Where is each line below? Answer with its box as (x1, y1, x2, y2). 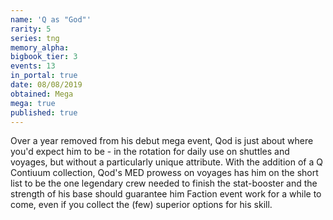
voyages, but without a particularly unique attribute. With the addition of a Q (10, 156, 323, 168)
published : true (10, 107, 78, 118)
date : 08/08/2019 (10, 80, 83, 90)
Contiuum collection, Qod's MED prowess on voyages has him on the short (10, 167, 319, 179)
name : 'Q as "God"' (10, 14, 92, 25)
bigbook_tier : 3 (10, 52, 78, 62)
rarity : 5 (10, 24, 52, 34)
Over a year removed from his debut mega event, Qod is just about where (10, 135, 314, 147)
